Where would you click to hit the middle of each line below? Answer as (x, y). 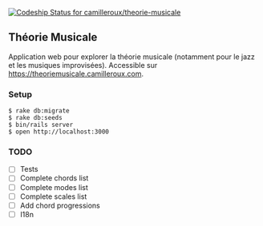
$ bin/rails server (41, 125)
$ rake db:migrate (39, 111)
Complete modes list (54, 187)
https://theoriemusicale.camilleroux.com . (76, 73)
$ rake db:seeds (35, 118)
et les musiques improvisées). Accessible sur (83, 65)
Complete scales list (53, 196)
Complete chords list (54, 178)
